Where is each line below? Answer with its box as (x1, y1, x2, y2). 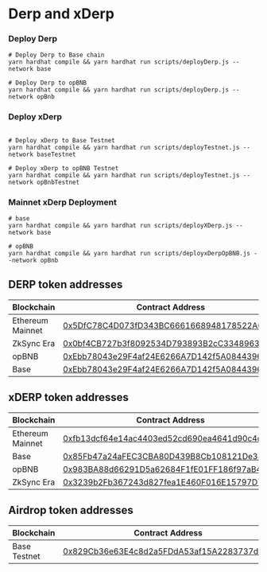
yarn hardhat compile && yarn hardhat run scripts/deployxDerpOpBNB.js (8, 250, 250, 258)
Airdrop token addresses (8, 504, 133, 517)
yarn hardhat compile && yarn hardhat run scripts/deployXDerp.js (8, 222, 233, 230)
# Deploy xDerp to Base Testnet (8, 136, 115, 144)
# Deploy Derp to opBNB (8, 79, 87, 88)
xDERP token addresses (8, 391, 130, 404)
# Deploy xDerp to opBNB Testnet (8, 164, 119, 172)
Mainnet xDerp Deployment (8, 197, 117, 208)
